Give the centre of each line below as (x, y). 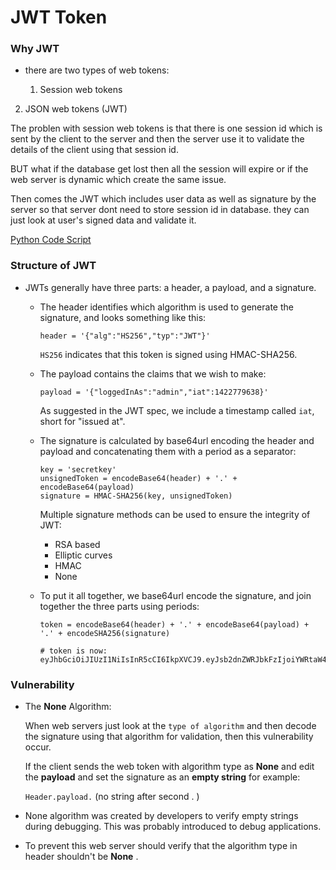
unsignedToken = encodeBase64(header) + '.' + (138, 478)
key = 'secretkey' (78, 469)
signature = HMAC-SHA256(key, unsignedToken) (136, 496)
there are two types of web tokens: (97, 70)
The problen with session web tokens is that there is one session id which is (166, 128)
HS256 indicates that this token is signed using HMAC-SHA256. (168, 354)
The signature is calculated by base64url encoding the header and (177, 440)
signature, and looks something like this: (123, 317)
